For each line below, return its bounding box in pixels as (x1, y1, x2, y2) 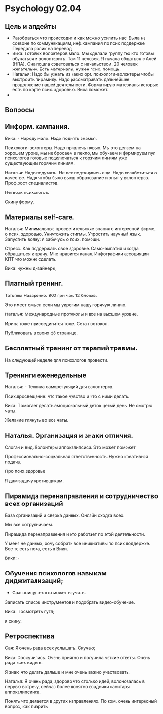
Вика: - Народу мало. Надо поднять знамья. (5, 136, 97, 141)
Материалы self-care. (5, 213, 74, 221)
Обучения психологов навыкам (5, 569, 107, 577)
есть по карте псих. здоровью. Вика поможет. (12, 87, 109, 92)
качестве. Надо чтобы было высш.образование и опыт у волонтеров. (5, 175, 150, 181)
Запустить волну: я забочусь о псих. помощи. (5, 236, 101, 242)
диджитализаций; (5, 577, 63, 585)
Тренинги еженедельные (5, 371, 87, 380)
